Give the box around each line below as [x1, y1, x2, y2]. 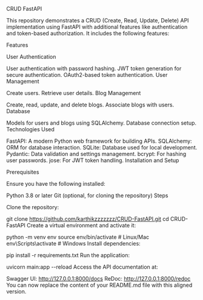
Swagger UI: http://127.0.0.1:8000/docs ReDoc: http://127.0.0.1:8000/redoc [6, 275, 191, 282]
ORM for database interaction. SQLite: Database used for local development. [6, 144, 198, 151]
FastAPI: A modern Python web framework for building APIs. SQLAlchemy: [6, 137, 192, 145]
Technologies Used [6, 126, 55, 132]
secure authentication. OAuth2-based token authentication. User [6, 71, 168, 78]
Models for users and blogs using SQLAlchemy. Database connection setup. [6, 119, 197, 126]
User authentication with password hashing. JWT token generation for [6, 65, 182, 72]
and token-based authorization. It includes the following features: [6, 30, 170, 37]
